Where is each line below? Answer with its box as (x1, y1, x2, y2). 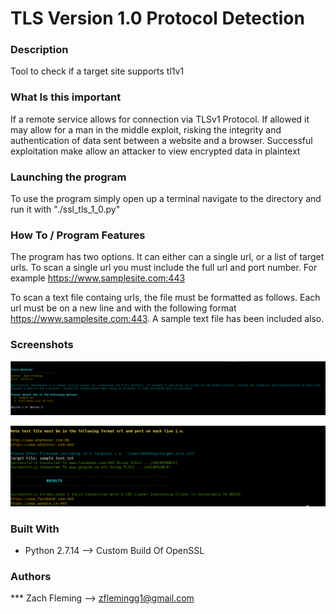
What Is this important (10, 90, 122, 104)
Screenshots (10, 338, 74, 352)
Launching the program (10, 170, 127, 184)
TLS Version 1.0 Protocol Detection (10, 7, 305, 30)
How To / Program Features (10, 228, 146, 242)
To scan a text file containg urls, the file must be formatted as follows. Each (10, 292, 321, 304)
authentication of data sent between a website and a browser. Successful (10, 134, 313, 146)
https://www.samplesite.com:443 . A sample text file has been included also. (10, 313, 325, 325)
